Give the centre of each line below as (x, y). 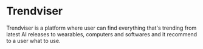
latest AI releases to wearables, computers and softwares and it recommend (102, 34)
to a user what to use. (33, 41)
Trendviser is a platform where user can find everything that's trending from (101, 28)
